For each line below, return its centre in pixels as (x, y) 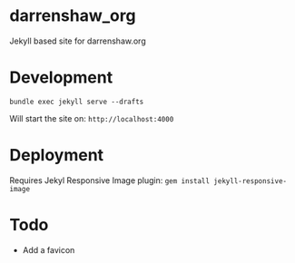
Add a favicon (49, 249)
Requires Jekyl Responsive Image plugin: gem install (110, 180)
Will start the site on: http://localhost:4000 (92, 118)
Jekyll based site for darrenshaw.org (78, 41)
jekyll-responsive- (250, 181)
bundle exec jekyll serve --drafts (77, 102)
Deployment (57, 156)
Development (61, 78)
